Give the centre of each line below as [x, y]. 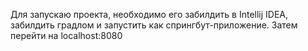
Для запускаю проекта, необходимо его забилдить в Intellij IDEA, [149, 14]
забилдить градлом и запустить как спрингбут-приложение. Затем [154, 25]
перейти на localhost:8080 [66, 35]
